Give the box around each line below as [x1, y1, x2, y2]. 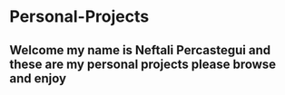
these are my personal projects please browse [9, 56, 277, 71]
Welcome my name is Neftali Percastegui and [9, 43, 270, 58]
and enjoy [9, 71, 66, 86]
